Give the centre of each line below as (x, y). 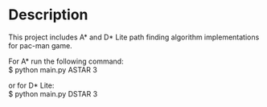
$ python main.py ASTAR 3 (53, 69)
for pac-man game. (40, 45)
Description (48, 15)
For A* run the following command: (66, 61)
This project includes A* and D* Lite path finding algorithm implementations (134, 37)
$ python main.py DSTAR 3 (53, 93)
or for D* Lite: (31, 85)
